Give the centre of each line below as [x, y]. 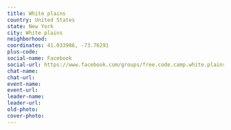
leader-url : [24, 103]
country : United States [41, 20]
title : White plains [37, 13]
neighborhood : [27, 39]
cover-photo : [26, 116]
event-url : [23, 90]
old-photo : [23, 109]
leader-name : [26, 97]
